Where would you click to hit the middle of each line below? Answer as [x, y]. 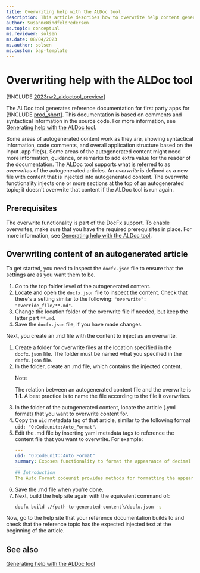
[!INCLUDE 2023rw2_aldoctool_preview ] [56, 97]
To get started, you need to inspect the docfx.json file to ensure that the [95, 269]
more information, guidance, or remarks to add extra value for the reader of [99, 158]
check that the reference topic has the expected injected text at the [89, 524]
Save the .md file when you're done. [59, 489]
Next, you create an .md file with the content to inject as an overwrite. [92, 336]
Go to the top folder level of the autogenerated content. [82, 286]
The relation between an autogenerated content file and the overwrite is [103, 390]
